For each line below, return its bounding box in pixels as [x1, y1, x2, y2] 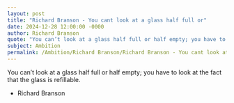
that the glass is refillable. [7, 75, 81, 84]
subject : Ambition [7, 42, 61, 49]
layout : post [7, 10, 45, 17]
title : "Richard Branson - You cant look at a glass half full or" [7, 17, 208, 24]
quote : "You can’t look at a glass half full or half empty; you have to [7, 36, 226, 43]
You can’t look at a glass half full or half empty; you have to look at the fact [7, 68, 222, 77]
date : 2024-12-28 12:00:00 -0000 [7, 23, 104, 30]
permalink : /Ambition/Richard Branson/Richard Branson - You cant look [7, 49, 219, 56]
